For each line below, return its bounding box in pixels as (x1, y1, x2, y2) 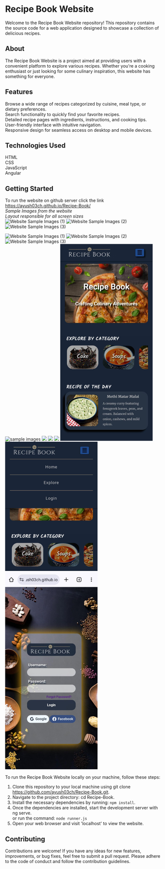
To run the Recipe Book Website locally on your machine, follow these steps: (5, 774, 161, 780)
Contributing (5, 835, 45, 843)
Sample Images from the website (5, 208, 72, 214)
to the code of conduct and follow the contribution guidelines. (5, 859, 131, 865)
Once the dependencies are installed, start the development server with (12, 805, 158, 811)
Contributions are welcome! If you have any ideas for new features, (5, 848, 141, 854)
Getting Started (5, 184, 54, 193)
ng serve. (12, 810, 32, 816)
